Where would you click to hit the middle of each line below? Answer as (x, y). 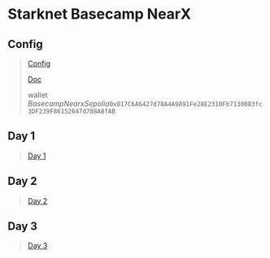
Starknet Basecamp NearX (100, 14)
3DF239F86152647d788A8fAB (71, 111)
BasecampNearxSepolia (69, 103)
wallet (37, 95)
